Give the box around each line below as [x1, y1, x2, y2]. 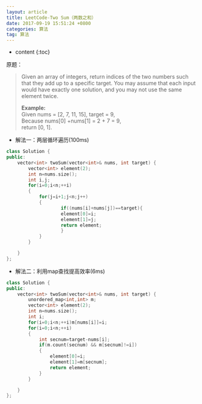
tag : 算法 [6, 32, 29, 38]
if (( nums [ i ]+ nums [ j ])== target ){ [60, 205, 143, 211]
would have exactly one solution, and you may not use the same [21, 86, 183, 93]
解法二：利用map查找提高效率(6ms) [15, 268, 105, 275]
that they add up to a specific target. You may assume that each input [21, 80, 196, 87]
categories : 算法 [6, 26, 49, 32]
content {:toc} [15, 48, 50, 55]
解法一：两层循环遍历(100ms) [15, 136, 89, 144]
